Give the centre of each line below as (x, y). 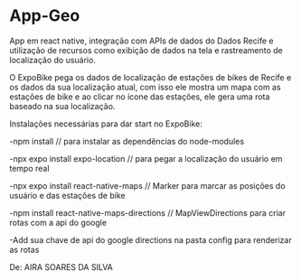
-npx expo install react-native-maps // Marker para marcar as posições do (148, 185)
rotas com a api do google (58, 222)
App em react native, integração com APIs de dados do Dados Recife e (141, 41)
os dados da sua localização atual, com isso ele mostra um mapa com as (146, 87)
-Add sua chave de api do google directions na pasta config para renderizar (150, 239)
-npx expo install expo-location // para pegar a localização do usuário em (146, 158)
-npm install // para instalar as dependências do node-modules (127, 141)
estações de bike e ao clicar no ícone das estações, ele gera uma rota (140, 97)
